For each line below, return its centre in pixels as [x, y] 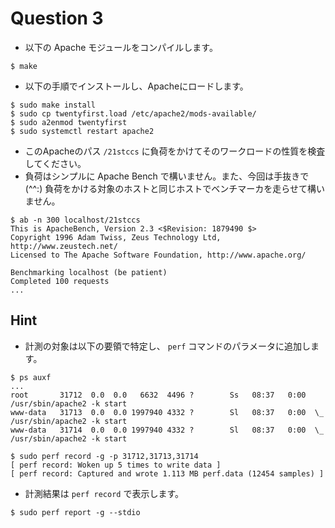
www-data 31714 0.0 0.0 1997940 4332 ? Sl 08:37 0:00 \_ [167, 430]
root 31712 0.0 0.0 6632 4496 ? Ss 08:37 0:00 [158, 395]
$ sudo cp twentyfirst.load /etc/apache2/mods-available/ [133, 113]
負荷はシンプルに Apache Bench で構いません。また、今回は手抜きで [167, 176]
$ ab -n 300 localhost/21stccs [75, 220]
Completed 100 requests [60, 281]
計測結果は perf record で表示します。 [104, 493]
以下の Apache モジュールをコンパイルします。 [121, 47]
